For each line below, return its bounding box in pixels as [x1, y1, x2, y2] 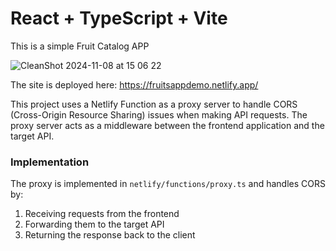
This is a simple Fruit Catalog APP [10, 40, 150, 52]
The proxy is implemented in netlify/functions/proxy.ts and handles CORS [10, 178, 326, 190]
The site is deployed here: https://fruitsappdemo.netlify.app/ [10, 78, 259, 91]
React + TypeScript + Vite [10, 7, 228, 30]
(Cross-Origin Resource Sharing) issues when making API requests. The [10, 108, 308, 121]
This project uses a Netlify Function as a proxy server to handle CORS [10, 98, 298, 110]
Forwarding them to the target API [24, 218, 165, 231]
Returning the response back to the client [24, 229, 196, 241]
